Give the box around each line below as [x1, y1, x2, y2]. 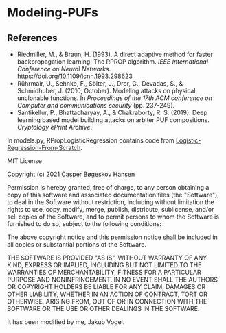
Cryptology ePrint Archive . [16, 123, 93, 131]
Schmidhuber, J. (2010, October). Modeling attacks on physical [16, 87, 196, 95]
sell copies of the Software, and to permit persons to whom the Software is [7, 212, 220, 221]
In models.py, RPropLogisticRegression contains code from [7, 136, 174, 145]
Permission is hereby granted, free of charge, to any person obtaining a [7, 184, 210, 191]
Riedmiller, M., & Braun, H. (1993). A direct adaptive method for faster [16, 50, 214, 58]
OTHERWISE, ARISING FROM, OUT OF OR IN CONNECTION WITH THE [7, 297, 207, 306]
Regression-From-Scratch [7, 144, 81, 151]
